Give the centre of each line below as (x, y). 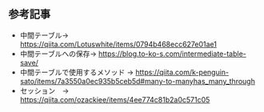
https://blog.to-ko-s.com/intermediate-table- (172, 54)
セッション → (44, 90)
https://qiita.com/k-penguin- (182, 72)
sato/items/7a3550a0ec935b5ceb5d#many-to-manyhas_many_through (138, 81)
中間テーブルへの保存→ (58, 54)
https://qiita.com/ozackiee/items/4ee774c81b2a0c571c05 (115, 99)
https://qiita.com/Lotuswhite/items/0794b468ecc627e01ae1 (118, 44)
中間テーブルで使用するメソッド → (77, 72)
